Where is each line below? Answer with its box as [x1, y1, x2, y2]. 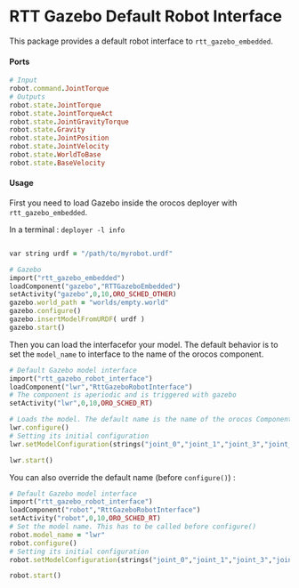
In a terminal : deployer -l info [9, 224, 125, 235]
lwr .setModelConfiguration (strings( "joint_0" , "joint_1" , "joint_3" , [9, 439, 265, 448]
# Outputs [9, 92, 46, 101]
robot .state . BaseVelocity [9, 158, 105, 167]
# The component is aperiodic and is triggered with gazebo [9, 391, 238, 399]
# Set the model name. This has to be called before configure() [9, 522, 256, 531]
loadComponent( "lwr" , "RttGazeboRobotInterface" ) [9, 383, 193, 391]
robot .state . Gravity [9, 125, 86, 134]
